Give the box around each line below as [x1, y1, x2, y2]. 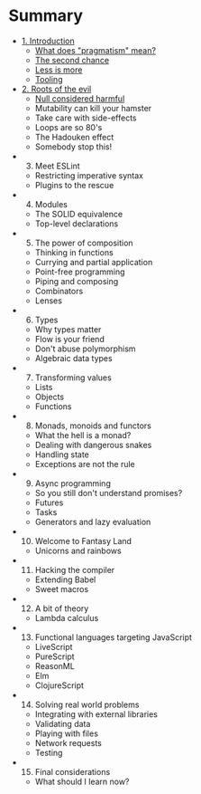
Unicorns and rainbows [34, 545, 123, 556]
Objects [34, 391, 65, 402]
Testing [34, 747, 63, 758]
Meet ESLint [34, 160, 80, 171]
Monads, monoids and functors [34, 420, 152, 431]
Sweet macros [34, 583, 89, 594]
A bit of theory [34, 603, 89, 614]
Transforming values [34, 372, 112, 383]
